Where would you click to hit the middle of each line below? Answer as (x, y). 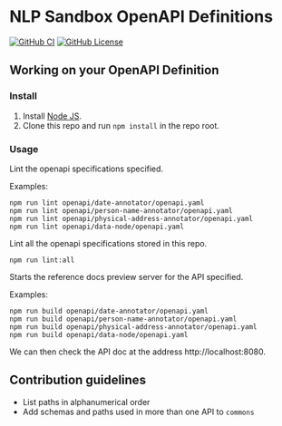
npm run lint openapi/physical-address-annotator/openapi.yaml (131, 218)
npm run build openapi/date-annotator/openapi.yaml (109, 311)
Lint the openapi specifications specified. (87, 169)
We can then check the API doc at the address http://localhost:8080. (137, 352)
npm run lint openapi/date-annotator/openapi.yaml (107, 203)
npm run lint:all (42, 260)
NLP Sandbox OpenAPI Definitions (141, 17)
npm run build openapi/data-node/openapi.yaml (99, 334)
